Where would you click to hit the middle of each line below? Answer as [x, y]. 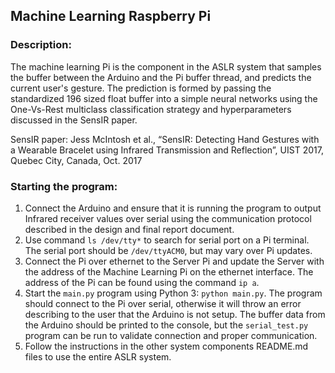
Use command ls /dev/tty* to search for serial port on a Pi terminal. [167, 240]
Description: [41, 45]
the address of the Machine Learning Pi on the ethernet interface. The [169, 271]
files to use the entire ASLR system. [98, 356]
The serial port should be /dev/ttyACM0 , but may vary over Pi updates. [168, 250]
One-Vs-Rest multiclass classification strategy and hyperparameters [151, 109]
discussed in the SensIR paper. [74, 120]
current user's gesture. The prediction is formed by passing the [141, 88]
